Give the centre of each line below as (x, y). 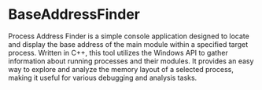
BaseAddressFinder (74, 14)
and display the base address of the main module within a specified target (128, 44)
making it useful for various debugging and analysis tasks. (103, 77)
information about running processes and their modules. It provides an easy (131, 61)
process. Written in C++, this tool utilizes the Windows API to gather (118, 52)
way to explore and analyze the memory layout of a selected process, (121, 69)
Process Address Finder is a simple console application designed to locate (129, 36)
